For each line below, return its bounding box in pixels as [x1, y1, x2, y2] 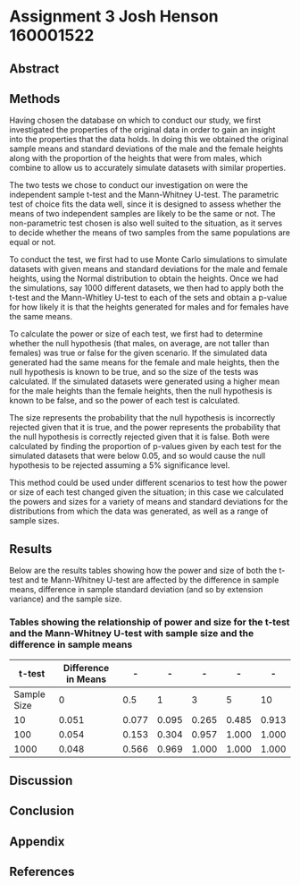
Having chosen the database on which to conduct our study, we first [9, 115, 262, 126]
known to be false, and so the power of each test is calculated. [9, 396, 240, 406]
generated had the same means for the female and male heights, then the [9, 357, 279, 368]
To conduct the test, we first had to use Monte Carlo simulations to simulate [9, 254, 287, 265]
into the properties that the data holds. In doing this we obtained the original [9, 134, 288, 145]
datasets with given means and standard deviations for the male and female [9, 264, 288, 275]
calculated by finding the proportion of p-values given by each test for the [9, 441, 282, 452]
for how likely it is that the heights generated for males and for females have [9, 302, 289, 312]
